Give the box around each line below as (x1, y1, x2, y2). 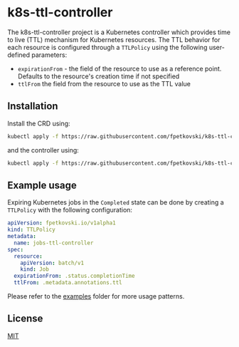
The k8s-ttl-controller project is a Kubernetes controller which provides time (7, 28, 231, 36)
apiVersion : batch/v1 (20, 259, 84, 266)
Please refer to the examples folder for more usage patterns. (7, 292, 185, 301)
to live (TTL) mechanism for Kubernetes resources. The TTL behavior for (7, 35, 221, 43)
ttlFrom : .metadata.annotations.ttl (14, 279, 122, 286)
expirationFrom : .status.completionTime (14, 272, 135, 280)
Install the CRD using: (7, 119, 70, 128)
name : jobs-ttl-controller (14, 239, 94, 247)
